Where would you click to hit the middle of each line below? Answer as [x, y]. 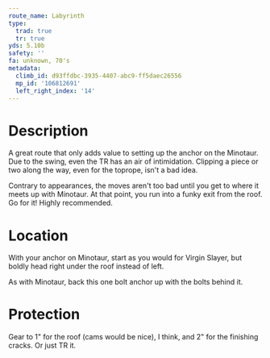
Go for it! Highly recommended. [60, 203]
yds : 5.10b [27, 46]
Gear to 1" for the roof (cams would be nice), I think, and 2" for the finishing [133, 337]
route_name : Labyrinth [46, 16]
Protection [44, 314]
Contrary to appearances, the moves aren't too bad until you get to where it [134, 185]
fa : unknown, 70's [39, 61]
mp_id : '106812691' [48, 83]
